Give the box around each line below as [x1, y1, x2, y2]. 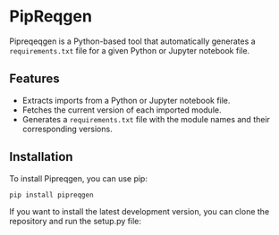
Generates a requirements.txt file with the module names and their [21, 113, 271, 124]
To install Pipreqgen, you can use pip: [9, 172, 148, 184]
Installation [9, 149, 73, 164]
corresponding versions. [21, 123, 114, 134]
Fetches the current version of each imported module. [21, 105, 222, 115]
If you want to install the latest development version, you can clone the [9, 206, 270, 217]
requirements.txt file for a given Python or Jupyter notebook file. [9, 45, 250, 55]
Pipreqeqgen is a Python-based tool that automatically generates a [9, 36, 257, 46]
